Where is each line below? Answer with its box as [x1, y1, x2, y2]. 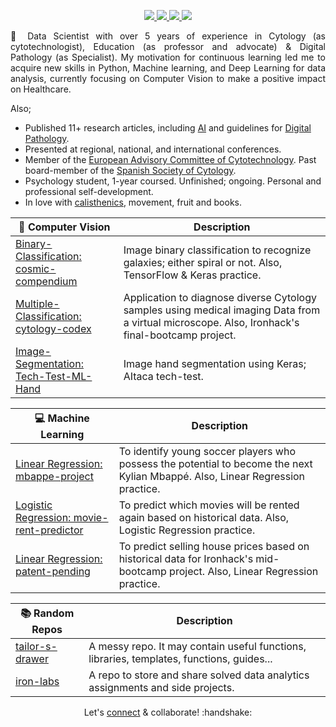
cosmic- [15, 262, 57, 275]
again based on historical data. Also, [118, 510, 290, 524]
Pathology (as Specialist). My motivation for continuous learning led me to [10, 51, 326, 63]
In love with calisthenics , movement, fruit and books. [24, 196, 242, 208]
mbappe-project [15, 469, 94, 483]
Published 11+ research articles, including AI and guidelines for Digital [24, 122, 312, 134]
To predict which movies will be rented [118, 498, 300, 512]
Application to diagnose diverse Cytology [123, 291, 317, 304]
